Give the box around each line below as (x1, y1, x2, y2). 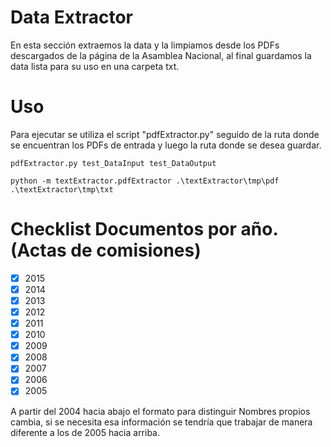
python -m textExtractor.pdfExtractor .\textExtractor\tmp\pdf (10, 176, 280, 186)
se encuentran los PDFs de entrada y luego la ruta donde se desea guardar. (10, 139, 322, 151)
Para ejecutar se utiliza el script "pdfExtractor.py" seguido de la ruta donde (10, 128, 320, 140)
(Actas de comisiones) (10, 239, 202, 262)
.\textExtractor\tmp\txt (10, 184, 114, 195)
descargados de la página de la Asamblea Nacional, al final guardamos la (10, 49, 312, 61)
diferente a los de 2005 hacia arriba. (10, 426, 161, 438)
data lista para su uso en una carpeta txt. (10, 60, 180, 72)
